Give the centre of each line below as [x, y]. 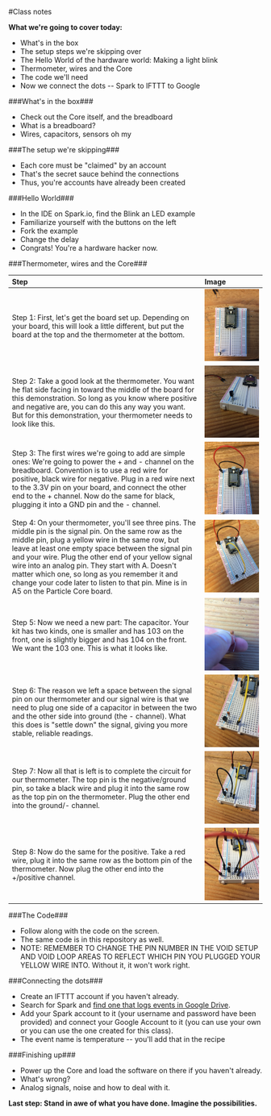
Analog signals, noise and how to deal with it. [95, 1088]
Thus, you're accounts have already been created [102, 182]
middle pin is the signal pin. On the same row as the [97, 531]
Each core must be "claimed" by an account [93, 165]
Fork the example [49, 231]
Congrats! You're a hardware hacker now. [89, 248]
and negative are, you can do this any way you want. [98, 406]
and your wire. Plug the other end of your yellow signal [102, 557]
